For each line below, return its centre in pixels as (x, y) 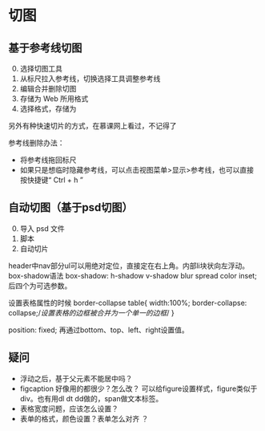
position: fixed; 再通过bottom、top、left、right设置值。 (99, 330)
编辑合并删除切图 (48, 89)
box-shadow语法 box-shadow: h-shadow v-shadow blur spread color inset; (133, 275)
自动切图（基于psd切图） (71, 207)
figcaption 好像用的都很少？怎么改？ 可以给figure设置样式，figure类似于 (139, 388)
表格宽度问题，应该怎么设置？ (69, 409)
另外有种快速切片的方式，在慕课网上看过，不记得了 (92, 126)
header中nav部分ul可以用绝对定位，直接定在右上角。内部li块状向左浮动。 (129, 266)
